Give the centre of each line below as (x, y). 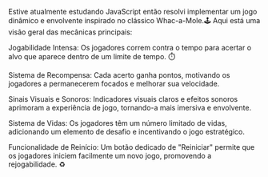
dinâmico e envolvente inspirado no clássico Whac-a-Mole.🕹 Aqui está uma (134, 20)
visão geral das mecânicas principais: (70, 32)
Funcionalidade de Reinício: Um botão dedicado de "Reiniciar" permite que (132, 147)
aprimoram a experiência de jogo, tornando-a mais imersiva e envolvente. (130, 108)
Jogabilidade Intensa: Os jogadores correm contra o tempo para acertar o (130, 48)
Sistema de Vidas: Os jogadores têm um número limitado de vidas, (118, 123)
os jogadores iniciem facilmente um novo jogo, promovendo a (110, 156)
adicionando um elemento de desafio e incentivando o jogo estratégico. (127, 132)
